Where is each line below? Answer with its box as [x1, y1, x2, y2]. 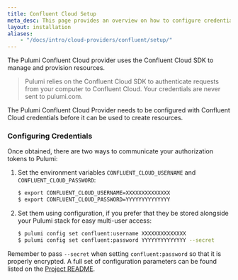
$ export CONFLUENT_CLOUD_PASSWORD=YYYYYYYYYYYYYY [17, 196, 171, 204]
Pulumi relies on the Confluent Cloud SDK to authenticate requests [24, 77, 220, 86]
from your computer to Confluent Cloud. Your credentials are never [24, 85, 221, 93]
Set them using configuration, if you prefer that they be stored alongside [17, 209, 229, 218]
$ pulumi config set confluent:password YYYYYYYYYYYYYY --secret [17, 237, 215, 244]
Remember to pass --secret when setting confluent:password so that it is [7, 249, 222, 258]
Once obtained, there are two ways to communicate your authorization [7, 147, 214, 156]
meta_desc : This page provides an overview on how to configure [7, 17, 201, 24]
